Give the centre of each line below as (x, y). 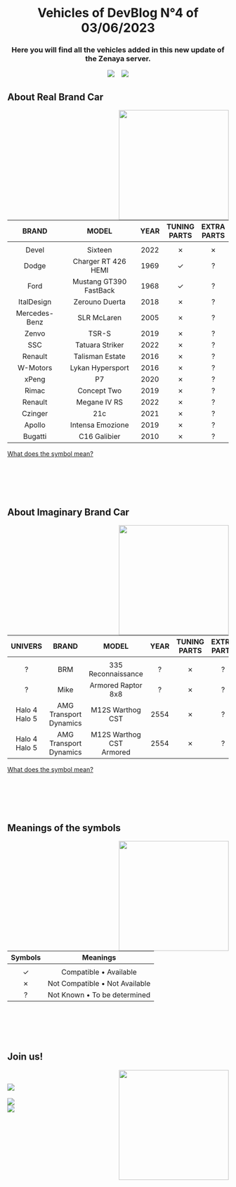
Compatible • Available (99, 972)
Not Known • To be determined (99, 995)
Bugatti (35, 436)
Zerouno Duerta (100, 302)
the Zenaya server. (118, 59)
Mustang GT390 (100, 281)
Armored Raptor (116, 685)
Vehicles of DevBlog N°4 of (118, 13)
